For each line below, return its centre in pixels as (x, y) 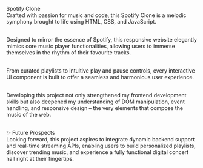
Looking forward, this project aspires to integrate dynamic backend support (101, 139)
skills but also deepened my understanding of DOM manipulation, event (95, 102)
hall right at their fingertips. (40, 159)
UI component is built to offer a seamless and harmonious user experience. (100, 77)
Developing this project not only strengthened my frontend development (96, 95)
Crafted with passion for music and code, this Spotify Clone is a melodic (96, 15)
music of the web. (29, 115)
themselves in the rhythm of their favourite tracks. (69, 53)
